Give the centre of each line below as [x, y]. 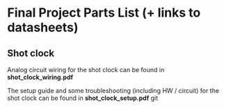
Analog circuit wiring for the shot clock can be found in [86, 70]
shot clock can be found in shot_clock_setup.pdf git [83, 98]
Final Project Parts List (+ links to [104, 13]
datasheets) [43, 27]
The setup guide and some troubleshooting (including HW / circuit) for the [113, 91]
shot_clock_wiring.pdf [40, 77]
